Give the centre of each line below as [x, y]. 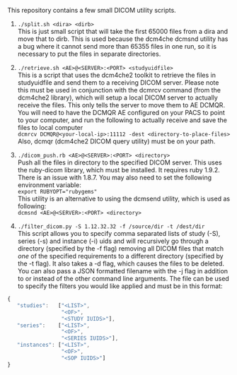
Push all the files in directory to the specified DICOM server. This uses [120, 162]
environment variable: [49, 185]
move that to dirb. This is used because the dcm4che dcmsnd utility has [123, 39]
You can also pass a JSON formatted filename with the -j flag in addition [123, 271]
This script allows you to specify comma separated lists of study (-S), [119, 233]
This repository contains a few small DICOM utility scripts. [92, 10]
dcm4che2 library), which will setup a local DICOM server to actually [117, 97]
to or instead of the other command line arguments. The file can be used [123, 279]
